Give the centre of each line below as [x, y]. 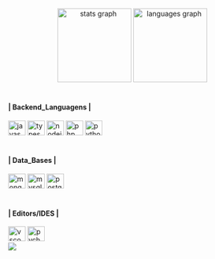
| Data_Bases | [32, 160]
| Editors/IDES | [33, 213]
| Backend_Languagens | [50, 107]
